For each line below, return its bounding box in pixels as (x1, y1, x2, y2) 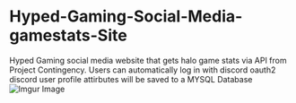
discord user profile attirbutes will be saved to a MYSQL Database (9, 73, 253, 84)
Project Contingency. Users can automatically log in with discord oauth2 (9, 64, 276, 75)
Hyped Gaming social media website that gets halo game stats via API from (9, 55, 287, 65)
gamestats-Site (9, 25, 127, 46)
